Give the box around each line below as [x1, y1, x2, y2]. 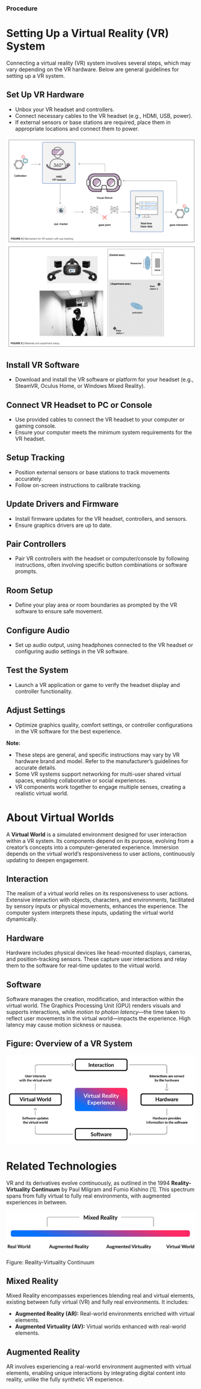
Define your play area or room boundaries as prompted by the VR [14, 601, 178, 608]
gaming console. [14, 422, 57, 430]
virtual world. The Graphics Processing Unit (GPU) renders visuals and [6, 1002, 181, 1010]
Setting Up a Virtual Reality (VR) [6, 27, 170, 40]
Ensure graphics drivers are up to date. [14, 521, 112, 529]
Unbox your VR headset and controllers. [14, 106, 114, 113]
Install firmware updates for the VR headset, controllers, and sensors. [14, 515, 188, 522]
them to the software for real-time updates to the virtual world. [6, 962, 161, 969]
